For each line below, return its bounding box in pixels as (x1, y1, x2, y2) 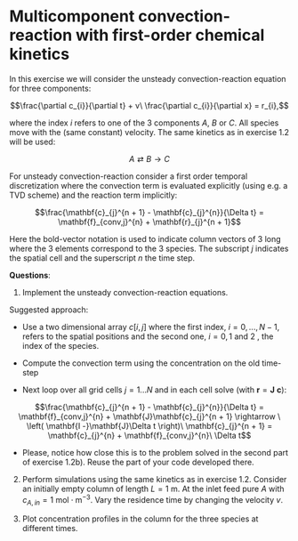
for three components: (9, 83, 92, 93)
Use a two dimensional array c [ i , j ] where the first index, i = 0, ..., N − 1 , (21, 321, 280, 332)
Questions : (9, 270, 51, 280)
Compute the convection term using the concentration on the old (21, 358, 261, 368)
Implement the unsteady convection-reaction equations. (21, 287, 229, 297)
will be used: (9, 136, 56, 147)
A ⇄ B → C (128, 153, 171, 164)
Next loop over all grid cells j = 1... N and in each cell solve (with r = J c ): (21, 384, 287, 395)
